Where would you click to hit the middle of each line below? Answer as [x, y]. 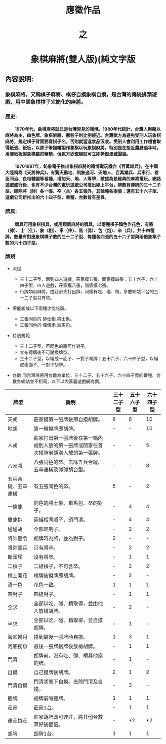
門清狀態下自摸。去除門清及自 [68, 682]
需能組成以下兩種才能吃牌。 [41, 308]
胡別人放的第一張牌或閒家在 [66, 445]
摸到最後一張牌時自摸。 [61, 637]
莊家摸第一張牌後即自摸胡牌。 [68, 419]
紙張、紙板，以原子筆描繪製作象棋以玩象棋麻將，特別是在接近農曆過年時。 [85, 148]
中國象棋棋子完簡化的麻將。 [53, 102]
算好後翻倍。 [49, 724]
